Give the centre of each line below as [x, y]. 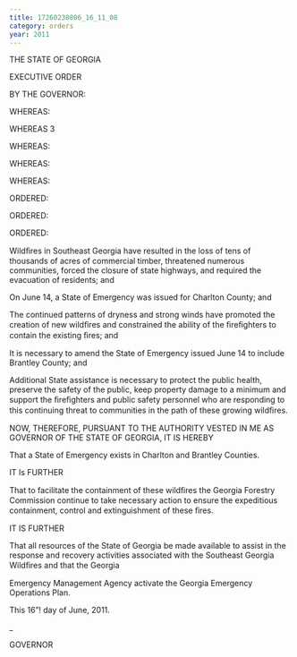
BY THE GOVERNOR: [48, 94]
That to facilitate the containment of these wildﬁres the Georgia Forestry [142, 491]
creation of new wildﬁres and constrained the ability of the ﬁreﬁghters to [143, 325]
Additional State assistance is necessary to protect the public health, [136, 380]
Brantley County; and [48, 363]
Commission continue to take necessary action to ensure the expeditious [144, 500]
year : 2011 [30, 34]
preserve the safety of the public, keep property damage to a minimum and [148, 389]
